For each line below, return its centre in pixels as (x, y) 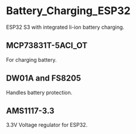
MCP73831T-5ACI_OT (47, 46)
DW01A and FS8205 (43, 78)
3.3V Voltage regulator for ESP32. (47, 125)
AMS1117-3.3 (30, 111)
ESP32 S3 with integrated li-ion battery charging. (65, 27)
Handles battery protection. (39, 92)
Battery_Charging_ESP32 (68, 11)
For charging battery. (31, 59)
